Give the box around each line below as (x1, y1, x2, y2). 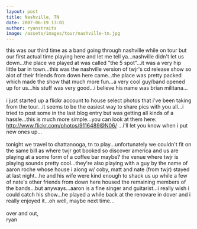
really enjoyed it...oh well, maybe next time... (6, 197, 115, 204)
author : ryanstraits (6, 25, 57, 31)
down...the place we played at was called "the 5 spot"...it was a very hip (6, 60, 182, 67)
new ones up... (6, 128, 43, 136)
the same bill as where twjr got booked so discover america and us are (6, 147, 179, 154)
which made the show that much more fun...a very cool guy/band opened (6, 78, 185, 86)
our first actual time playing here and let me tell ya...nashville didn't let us (6, 53, 185, 60)
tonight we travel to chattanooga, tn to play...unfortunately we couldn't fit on (6, 141, 192, 148)
